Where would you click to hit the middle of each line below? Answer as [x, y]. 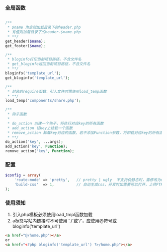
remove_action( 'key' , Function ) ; [40, 151]
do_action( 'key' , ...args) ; [34, 142]
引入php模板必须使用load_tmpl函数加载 [52, 215]
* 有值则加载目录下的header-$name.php [44, 32]
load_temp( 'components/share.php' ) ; [43, 101]
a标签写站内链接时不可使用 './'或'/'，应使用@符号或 [64, 221]
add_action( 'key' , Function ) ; [37, 147]
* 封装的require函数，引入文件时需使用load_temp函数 [57, 91]
